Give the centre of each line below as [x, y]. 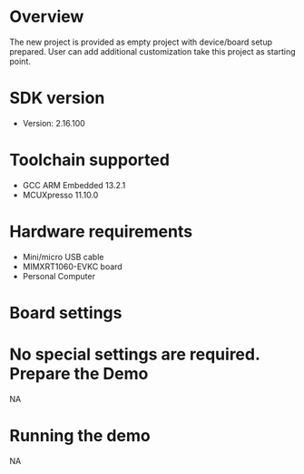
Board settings [66, 313]
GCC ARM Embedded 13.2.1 [74, 185]
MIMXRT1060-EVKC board [72, 267]
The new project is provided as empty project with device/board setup [141, 42]
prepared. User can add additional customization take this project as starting [152, 51]
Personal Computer [59, 276]
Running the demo [80, 436]
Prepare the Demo [79, 374]
